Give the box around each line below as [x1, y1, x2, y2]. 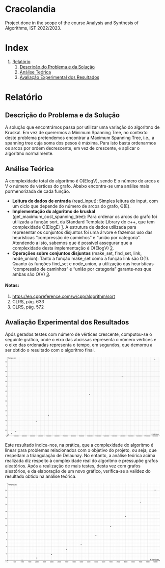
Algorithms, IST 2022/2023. [5, 25, 61, 31]
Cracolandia [5, 3, 56, 15]
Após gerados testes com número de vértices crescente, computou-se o [5, 331, 152, 337]
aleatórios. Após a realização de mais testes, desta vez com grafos [5, 462, 141, 469]
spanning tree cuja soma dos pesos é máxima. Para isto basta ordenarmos [5, 140, 156, 146]
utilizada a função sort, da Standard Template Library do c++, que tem [12, 218, 155, 225]
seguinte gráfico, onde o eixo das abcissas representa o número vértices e [5, 336, 157, 342]
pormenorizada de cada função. [5, 188, 70, 194]
